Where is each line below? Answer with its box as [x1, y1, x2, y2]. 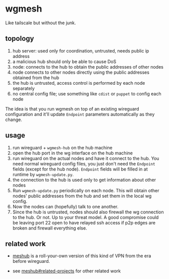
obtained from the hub [12, 74, 60, 81]
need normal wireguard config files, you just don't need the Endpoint [12, 160, 155, 166]
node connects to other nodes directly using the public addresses [12, 69, 150, 75]
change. [5, 117, 23, 123]
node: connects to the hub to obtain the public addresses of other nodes [12, 64, 164, 70]
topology [5, 34, 34, 43]
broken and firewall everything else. [12, 225, 87, 231]
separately [12, 85, 35, 91]
